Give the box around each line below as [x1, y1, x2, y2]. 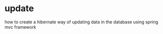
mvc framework [4, 24, 36, 30]
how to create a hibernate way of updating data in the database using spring [4, 19, 159, 25]
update [4, 3, 34, 14]
